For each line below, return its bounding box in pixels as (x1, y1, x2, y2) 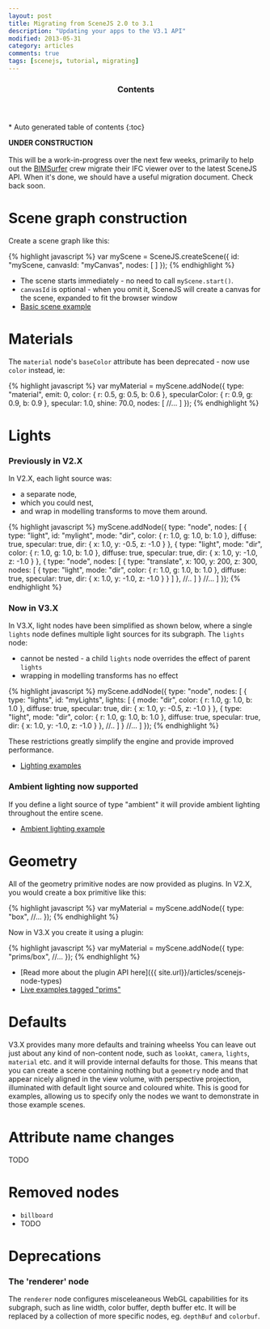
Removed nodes (8, 1183, 120, 1201)
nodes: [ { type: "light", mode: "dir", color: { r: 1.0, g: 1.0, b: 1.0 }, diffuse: (8, 565, 247, 575)
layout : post (8, 11, 53, 20)
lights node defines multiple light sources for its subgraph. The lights (8, 629, 245, 639)
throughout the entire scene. (8, 808, 103, 818)
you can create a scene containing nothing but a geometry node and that (8, 1065, 249, 1075)
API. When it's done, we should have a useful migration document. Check (8, 171, 254, 182)
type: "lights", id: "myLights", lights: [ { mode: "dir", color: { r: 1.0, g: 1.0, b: (8, 695, 253, 705)
